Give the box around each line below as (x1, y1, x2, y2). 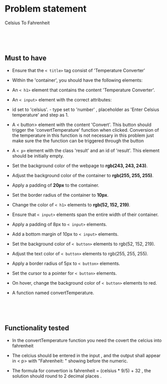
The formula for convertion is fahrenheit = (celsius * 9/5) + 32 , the (12, 367, 151, 373)
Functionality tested (5, 324, 69, 333)
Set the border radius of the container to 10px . (12, 192, 109, 198)
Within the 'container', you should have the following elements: (12, 77, 143, 83)
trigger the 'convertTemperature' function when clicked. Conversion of (12, 127, 159, 133)
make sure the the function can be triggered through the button (12, 137, 144, 144)
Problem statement (5, 3, 87, 15)
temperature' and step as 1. (12, 112, 69, 118)
